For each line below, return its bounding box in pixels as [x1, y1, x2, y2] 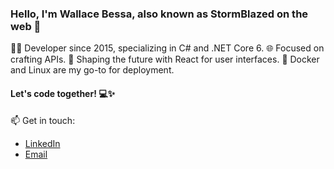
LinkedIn [24, 137, 61, 149]
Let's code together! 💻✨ [10, 87, 116, 99]
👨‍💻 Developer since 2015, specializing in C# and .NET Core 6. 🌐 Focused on [10, 42, 325, 54]
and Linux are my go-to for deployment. [10, 64, 175, 76]
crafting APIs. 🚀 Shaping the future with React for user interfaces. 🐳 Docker [10, 53, 320, 66]
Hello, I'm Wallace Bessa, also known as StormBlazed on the [10, 7, 309, 21]
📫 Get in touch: [10, 114, 76, 126]
